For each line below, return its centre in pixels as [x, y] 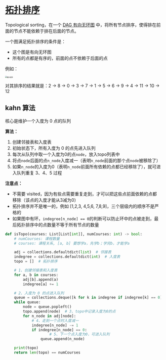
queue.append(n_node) [62, 339]
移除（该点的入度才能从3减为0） [45, 200]
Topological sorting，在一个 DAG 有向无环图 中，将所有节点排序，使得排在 [81, 25]
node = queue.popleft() [47, 307]
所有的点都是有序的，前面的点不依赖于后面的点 [60, 58]
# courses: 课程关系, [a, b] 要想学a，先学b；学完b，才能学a [72, 243]
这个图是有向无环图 [32, 52]
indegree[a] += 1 [41, 284]
